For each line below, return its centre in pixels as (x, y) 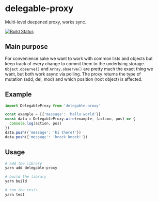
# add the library (24, 164)
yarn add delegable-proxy (31, 168)
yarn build (16, 181)
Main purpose (26, 47)
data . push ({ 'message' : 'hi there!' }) (43, 132)
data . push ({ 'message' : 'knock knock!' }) (47, 137)
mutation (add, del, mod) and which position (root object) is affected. (74, 79)
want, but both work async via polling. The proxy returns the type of (73, 74)
